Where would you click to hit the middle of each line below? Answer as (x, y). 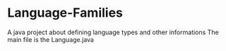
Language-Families (65, 13)
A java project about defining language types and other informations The (113, 32)
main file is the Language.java (50, 39)
